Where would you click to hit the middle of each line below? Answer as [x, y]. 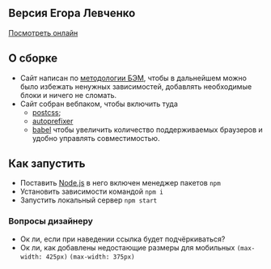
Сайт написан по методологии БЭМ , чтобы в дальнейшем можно [133, 78]
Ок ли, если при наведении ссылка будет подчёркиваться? [123, 239]
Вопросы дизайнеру [51, 221]
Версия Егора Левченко [72, 13]
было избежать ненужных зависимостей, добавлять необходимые [136, 86]
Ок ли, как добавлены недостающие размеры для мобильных [127, 247]
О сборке [33, 59]
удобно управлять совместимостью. [96, 138]
